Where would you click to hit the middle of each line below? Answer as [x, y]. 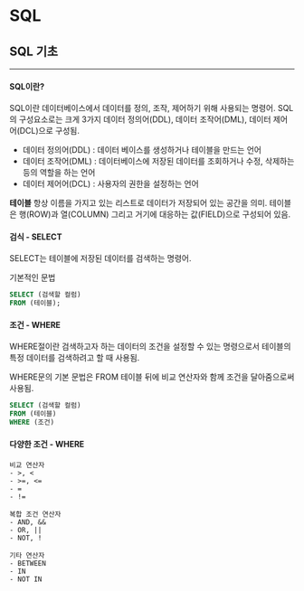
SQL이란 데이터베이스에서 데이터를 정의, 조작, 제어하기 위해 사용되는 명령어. [142, 108]
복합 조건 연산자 [35, 515]
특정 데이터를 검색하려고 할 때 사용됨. [75, 358]
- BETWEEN [28, 564]
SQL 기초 [34, 51]
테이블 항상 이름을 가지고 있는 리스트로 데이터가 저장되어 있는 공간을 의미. [138, 203]
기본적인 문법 [33, 277]
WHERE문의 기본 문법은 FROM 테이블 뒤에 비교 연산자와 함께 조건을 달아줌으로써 [152, 377]
